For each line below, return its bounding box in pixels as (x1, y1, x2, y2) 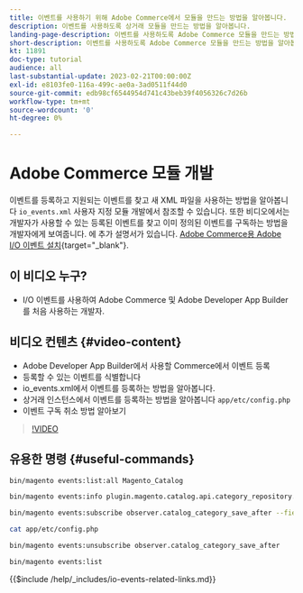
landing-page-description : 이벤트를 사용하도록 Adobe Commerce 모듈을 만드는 (9, 30, 280, 39)
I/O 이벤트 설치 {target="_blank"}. (9, 240, 129, 251)
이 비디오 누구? (9, 269, 87, 284)
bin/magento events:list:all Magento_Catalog (9, 476, 183, 485)
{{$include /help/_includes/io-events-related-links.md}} (9, 573, 216, 584)
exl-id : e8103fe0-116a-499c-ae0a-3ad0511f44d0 (9, 80, 188, 89)
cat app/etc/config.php (9, 525, 99, 534)
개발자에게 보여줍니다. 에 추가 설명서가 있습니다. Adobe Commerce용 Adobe (9, 229, 282, 240)
